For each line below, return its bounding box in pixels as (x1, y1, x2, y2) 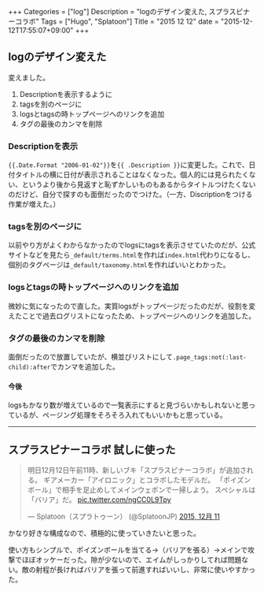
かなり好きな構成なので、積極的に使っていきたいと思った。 (8, 529, 200, 538)
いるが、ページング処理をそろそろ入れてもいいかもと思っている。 (14, 411, 228, 420)
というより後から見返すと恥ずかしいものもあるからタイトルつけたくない (21, 180, 256, 189)
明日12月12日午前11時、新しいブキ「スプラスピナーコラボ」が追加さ (27, 466, 247, 475)
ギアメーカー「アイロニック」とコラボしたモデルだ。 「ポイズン (42, 475, 251, 485)
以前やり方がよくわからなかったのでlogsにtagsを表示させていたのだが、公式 (8, 240, 256, 250)
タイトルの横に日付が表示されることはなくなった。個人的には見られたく (14, 170, 249, 180)
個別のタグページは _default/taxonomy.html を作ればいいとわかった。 (8, 260, 230, 269)
